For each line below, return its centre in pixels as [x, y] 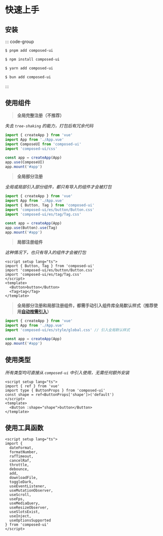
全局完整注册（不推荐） [40, 116]
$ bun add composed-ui [28, 77]
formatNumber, [24, 452]
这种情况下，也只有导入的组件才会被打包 [45, 252]
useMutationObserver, [31, 491]
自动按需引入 [34, 312]
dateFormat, [22, 448]
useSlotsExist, [25, 512]
